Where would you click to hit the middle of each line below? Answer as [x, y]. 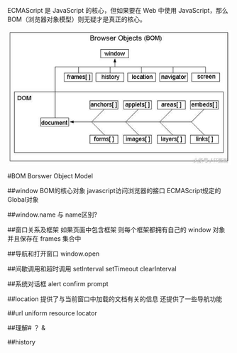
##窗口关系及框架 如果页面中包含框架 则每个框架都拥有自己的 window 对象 [116, 229]
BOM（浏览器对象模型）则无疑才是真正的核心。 [77, 19]
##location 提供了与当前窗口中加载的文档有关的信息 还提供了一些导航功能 [115, 299]
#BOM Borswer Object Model [50, 175]
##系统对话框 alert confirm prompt [58, 283]
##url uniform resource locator [52, 313]
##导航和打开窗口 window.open [54, 254]
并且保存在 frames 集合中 [44, 238]
